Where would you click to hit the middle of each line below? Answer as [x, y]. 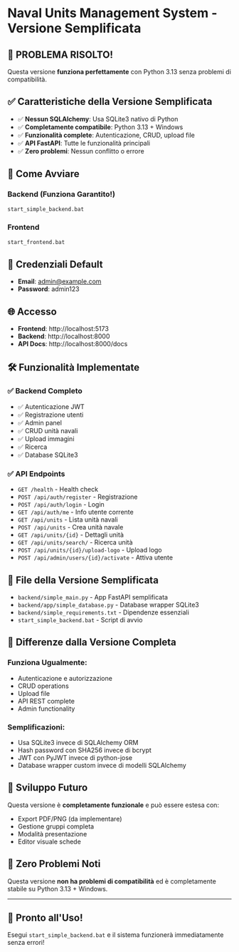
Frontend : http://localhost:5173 [63, 329]
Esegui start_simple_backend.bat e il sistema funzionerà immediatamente [116, 935]
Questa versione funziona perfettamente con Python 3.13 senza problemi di [119, 72]
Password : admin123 [48, 289]
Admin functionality [46, 709]
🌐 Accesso [32, 312]
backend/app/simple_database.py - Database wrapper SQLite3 [108, 604]
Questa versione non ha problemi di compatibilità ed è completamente [112, 881]
